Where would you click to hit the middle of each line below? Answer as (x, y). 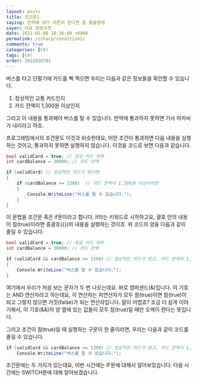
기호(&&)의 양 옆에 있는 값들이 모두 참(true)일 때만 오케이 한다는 (102, 309)
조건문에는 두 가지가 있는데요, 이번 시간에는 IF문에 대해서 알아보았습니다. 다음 (95, 365)
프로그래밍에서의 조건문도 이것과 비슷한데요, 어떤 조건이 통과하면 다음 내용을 (93, 138)
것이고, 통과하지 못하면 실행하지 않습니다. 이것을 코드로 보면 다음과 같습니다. (104, 145)
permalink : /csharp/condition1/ (46, 39)
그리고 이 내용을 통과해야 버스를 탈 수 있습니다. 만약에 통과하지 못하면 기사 (91, 118)
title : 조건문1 (23, 17)
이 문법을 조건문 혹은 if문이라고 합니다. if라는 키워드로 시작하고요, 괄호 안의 (91, 217)
